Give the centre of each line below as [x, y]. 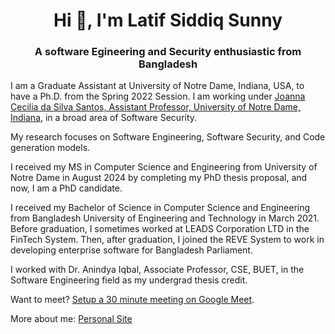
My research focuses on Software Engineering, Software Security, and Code [168, 137]
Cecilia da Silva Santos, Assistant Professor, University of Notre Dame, [155, 107]
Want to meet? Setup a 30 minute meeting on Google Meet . [132, 300]
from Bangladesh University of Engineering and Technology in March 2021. [165, 218]
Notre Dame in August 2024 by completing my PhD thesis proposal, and [159, 178]
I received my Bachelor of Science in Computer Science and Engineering [160, 208]
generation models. [50, 148]
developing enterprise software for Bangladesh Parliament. [131, 250]
